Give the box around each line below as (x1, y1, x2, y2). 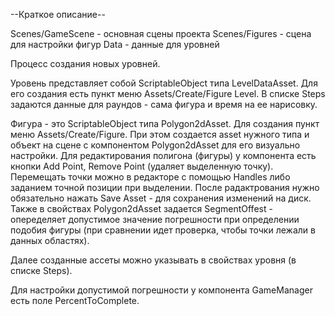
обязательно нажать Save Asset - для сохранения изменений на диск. (10, 192, 312, 204)
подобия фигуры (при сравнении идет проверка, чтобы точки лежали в (10, 224, 316, 236)
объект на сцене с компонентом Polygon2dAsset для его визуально (10, 139, 301, 151)
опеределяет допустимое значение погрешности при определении (10, 214, 300, 225)
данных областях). (10, 235, 90, 246)
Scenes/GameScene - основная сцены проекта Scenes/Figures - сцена (10, 28, 312, 39)
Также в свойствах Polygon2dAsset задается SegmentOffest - (10, 203, 273, 214)
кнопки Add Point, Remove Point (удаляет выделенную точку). (10, 160, 274, 172)
